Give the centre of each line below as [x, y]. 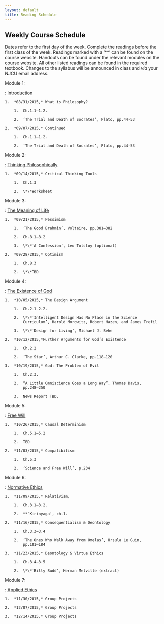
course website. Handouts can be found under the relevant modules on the [82, 58]
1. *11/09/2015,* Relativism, [38, 497]
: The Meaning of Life [27, 210]
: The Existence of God [29, 291]
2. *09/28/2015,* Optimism [34, 255]
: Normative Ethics [24, 487]
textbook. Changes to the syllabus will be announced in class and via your [82, 68]
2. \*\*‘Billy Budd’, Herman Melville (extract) [67, 571]
